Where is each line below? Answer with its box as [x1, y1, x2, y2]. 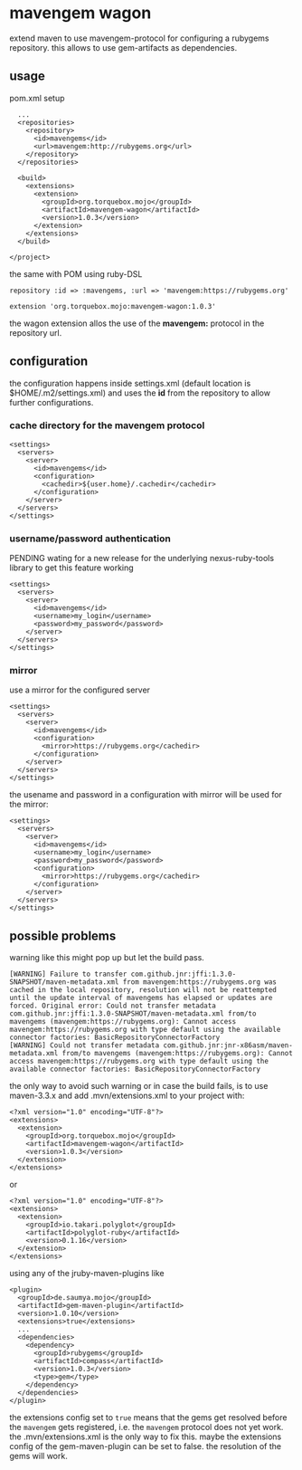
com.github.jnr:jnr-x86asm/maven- [163, 1041, 294, 1050]
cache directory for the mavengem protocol [9, 419, 205, 432]
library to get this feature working [9, 562, 134, 573]
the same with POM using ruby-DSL [9, 268, 143, 279]
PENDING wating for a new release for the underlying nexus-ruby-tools [9, 553, 274, 564]
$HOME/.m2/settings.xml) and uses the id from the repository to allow [9, 387, 271, 398]
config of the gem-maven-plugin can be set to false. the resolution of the [9, 1441, 282, 1452]
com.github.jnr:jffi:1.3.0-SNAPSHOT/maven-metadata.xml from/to [9, 1009, 257, 1018]
